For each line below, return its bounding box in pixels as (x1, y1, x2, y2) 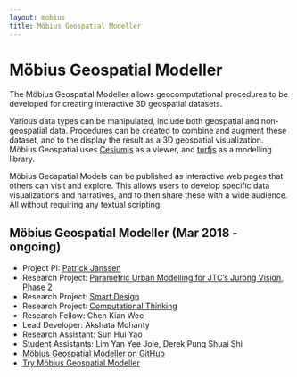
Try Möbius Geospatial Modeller (21, 357, 141, 368)
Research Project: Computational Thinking (21, 300, 178, 312)
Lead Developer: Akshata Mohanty (21, 320, 150, 331)
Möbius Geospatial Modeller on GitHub (21, 348, 165, 359)
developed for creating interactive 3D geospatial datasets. (9, 99, 223, 110)
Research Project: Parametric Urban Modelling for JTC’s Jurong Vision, (21, 273, 284, 283)
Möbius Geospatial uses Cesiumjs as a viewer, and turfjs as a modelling (9, 144, 272, 155)
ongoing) (9, 239, 62, 254)
